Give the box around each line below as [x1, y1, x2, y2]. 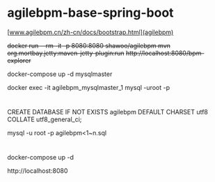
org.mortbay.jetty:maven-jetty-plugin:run [7, 49, 125, 57]
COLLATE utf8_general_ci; [7, 115, 82, 123]
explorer [7, 56, 31, 64]
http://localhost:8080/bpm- [125, 49, 205, 57]
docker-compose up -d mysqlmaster [7, 70, 113, 78]
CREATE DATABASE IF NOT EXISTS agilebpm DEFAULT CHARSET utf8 [7, 108, 209, 116]
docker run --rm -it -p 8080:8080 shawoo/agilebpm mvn [7, 41, 170, 50]
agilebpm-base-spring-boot [7, 5, 174, 21]
